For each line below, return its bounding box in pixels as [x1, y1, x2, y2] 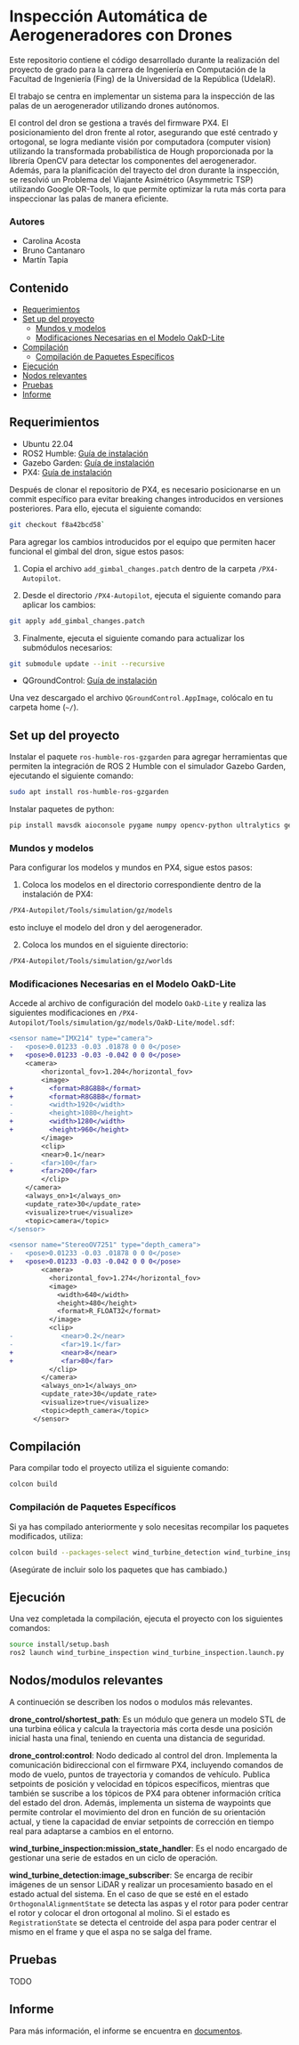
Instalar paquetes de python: [9, 804, 115, 815]
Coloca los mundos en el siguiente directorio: [21, 939, 189, 950]
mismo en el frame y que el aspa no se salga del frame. [9, 1926, 213, 1937]
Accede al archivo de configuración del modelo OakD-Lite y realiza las [9, 998, 267, 1009]
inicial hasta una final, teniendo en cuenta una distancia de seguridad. [9, 1733, 265, 1743]
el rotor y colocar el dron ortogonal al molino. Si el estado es [9, 1907, 230, 1918]
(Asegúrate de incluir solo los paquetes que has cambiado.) [9, 1564, 229, 1575]
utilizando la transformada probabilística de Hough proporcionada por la [9, 145, 274, 157]
